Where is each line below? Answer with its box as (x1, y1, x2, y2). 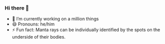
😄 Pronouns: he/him (12, 21, 55, 27)
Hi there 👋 (5, 4, 30, 11)
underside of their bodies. (12, 34, 66, 40)
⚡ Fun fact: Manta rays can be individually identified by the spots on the (12, 27, 160, 33)
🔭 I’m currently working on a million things (12, 16, 99, 22)
